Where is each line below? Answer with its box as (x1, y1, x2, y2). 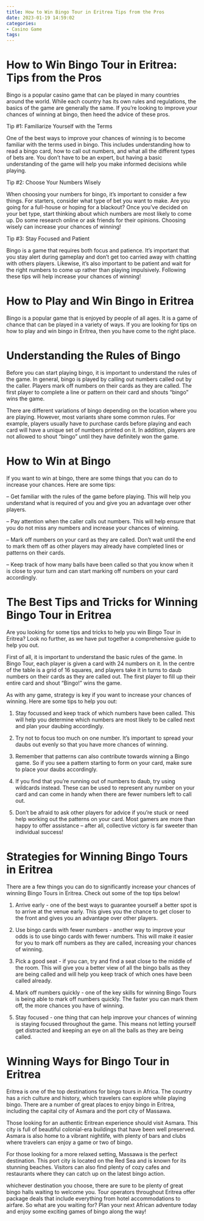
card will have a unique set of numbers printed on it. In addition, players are (6, 426, 196, 433)
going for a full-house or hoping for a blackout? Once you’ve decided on (6, 204, 188, 211)
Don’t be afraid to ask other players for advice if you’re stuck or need (15, 808, 189, 816)
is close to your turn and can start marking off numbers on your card (6, 567, 178, 575)
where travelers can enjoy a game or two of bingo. (6, 1138, 133, 1146)
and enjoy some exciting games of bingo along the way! (6, 1208, 147, 1215)
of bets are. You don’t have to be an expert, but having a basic (6, 154, 163, 161)
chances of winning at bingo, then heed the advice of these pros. (6, 111, 171, 118)
